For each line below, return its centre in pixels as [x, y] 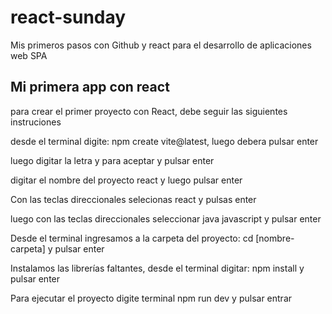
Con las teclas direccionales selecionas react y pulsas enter [133, 199]
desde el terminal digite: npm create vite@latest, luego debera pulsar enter [164, 141]
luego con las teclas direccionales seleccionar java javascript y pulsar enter [166, 218]
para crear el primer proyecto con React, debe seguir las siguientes [149, 111]
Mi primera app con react [90, 87]
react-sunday [68, 17]
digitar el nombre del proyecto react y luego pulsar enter [126, 180]
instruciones [36, 122]
